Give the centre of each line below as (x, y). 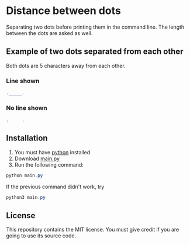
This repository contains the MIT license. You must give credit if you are (93, 230)
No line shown (27, 108)
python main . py (25, 175)
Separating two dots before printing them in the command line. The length (95, 27)
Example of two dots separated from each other (95, 52)
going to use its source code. (41, 236)
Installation (27, 138)
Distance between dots (63, 11)
